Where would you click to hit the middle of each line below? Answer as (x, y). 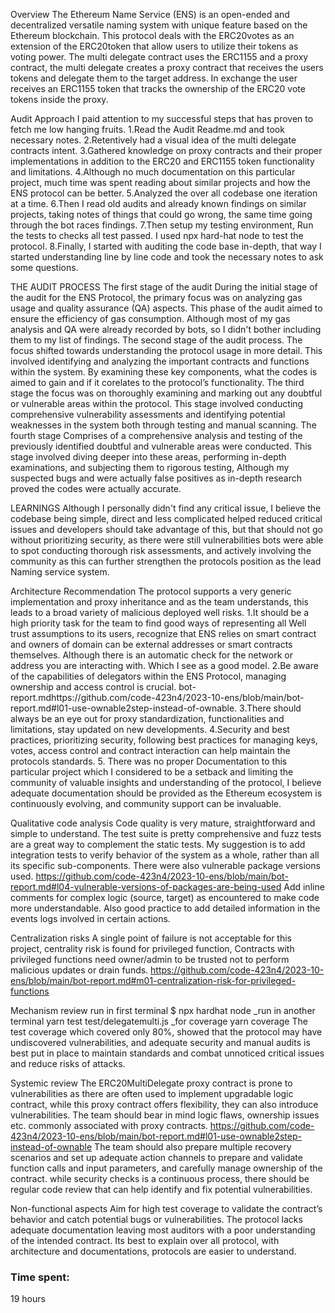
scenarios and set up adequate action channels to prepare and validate (156, 1157)
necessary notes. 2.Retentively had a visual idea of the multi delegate (153, 140)
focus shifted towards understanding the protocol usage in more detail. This (166, 350)
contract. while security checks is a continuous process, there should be (160, 1178)
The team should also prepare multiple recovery (193, 1147)
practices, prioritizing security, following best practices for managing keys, (164, 740)
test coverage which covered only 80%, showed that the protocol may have (166, 1032)
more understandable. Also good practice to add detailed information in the (165, 908)
